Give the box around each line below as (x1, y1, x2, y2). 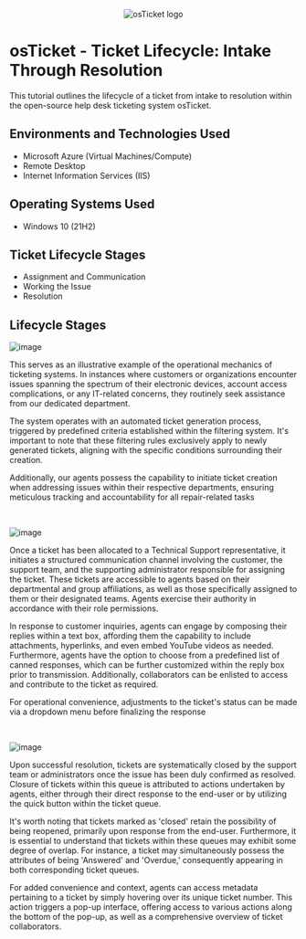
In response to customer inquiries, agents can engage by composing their (9, 621, 288, 632)
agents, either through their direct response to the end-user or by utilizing (9, 788, 288, 799)
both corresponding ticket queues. (9, 864, 140, 876)
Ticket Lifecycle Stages (9, 247, 146, 262)
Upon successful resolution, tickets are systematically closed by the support (9, 759, 297, 771)
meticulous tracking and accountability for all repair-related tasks (9, 491, 255, 502)
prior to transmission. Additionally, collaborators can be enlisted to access (9, 670, 289, 681)
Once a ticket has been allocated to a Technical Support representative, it (9, 544, 286, 556)
